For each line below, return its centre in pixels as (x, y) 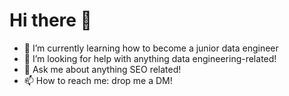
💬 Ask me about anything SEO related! (102, 69)
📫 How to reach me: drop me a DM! (98, 80)
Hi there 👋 (50, 20)
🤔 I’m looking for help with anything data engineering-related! (150, 58)
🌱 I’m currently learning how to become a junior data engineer (151, 48)
